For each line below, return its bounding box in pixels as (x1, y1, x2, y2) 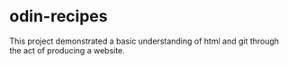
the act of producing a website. (9, 45, 126, 55)
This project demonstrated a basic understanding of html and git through (9, 36, 280, 46)
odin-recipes (9, 6, 108, 27)
